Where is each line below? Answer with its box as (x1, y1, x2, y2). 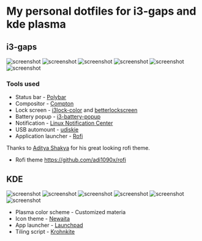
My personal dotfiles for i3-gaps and (6, 4, 196, 18)
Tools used (6, 80, 40, 88)
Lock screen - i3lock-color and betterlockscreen (15, 106, 138, 114)
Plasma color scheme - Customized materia (15, 209, 126, 216)
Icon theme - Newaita (15, 215, 70, 223)
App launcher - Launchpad (15, 221, 84, 229)
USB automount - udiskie (15, 126, 79, 133)
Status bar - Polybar (15, 94, 67, 101)
